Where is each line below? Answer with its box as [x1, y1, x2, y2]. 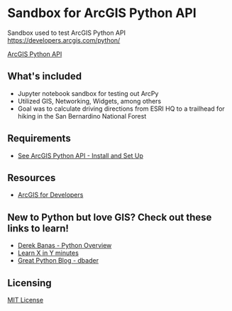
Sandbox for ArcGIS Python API [7, 5, 197, 21]
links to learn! [7, 222, 70, 234]
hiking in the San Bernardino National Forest [17, 111, 147, 120]
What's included [7, 70, 82, 82]
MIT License [7, 296, 44, 304]
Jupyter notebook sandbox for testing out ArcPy [17, 89, 159, 97]
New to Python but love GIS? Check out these [7, 211, 212, 223]
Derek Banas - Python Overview [17, 241, 112, 250]
